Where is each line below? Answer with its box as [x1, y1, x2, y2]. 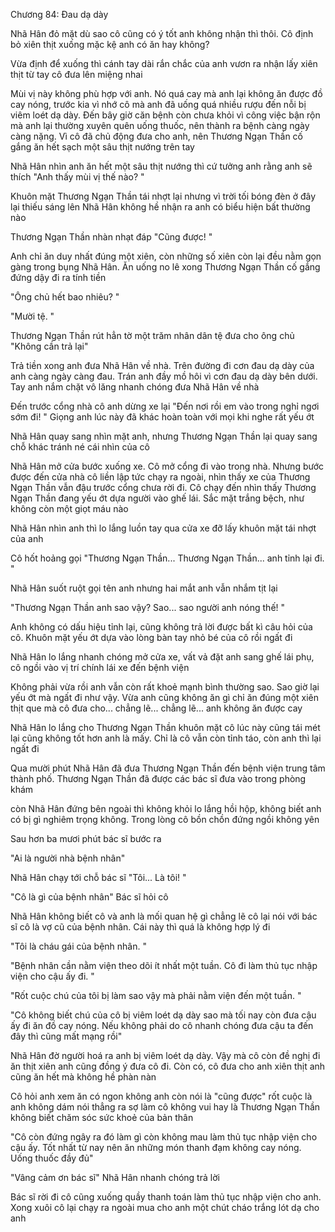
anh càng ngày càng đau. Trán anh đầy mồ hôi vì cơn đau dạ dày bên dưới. [10, 370, 318, 382]
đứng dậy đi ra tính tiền [10, 272, 107, 283]
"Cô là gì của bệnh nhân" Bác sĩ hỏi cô [10, 891, 169, 903]
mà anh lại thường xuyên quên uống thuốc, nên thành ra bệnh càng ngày [10, 120, 310, 131]
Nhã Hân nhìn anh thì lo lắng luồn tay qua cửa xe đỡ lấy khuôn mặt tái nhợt [10, 522, 317, 534]
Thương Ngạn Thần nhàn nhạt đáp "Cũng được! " [10, 231, 213, 243]
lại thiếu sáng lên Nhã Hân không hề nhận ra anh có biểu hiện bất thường [10, 201, 311, 213]
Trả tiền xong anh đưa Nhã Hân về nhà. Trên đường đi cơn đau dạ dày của [10, 360, 315, 371]
